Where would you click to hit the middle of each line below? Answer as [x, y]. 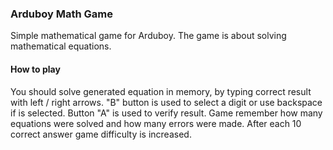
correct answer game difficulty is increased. [101, 134]
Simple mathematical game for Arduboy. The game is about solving [148, 36]
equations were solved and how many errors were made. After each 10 [156, 123]
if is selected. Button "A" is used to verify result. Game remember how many [166, 113]
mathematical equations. [61, 46]
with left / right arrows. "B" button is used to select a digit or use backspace [166, 102]
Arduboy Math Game [62, 14]
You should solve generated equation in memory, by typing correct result [161, 91]
